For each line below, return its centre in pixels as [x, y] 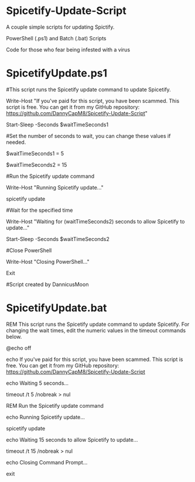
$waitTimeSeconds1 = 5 [35, 153]
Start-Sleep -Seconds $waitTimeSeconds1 [57, 125]
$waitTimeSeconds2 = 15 [37, 164]
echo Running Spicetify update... [45, 417]
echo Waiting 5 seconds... [37, 383]
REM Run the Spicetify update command [55, 405]
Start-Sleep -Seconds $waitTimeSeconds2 [58, 239]
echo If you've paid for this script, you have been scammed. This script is [95, 359]
